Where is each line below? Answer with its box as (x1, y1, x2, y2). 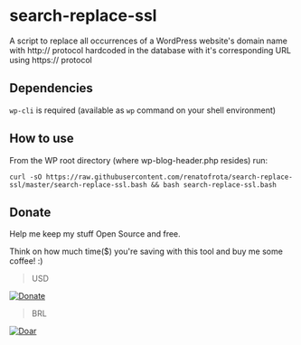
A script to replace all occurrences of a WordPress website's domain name (9, 35, 287, 46)
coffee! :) (9, 256, 43, 266)
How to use (9, 131, 74, 146)
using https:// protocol (9, 54, 92, 65)
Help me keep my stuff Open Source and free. (9, 228, 181, 239)
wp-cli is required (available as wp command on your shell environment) (9, 105, 277, 116)
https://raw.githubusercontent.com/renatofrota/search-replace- (45, 172, 294, 182)
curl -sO (9, 172, 42, 182)
